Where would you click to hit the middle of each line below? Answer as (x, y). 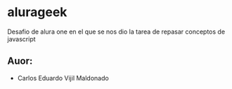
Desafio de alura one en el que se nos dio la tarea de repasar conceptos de (116, 32)
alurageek (37, 12)
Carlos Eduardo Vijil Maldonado (63, 78)
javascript (22, 39)
